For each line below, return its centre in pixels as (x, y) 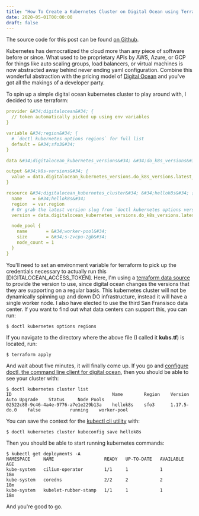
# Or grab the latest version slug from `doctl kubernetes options (97, 210)
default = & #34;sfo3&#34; (44, 144)
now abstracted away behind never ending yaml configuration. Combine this (99, 70)
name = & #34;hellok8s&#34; (49, 199)
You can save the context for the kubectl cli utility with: (73, 421)
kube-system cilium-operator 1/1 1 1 (84, 469)
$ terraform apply (29, 354)
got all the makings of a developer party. (55, 83)
